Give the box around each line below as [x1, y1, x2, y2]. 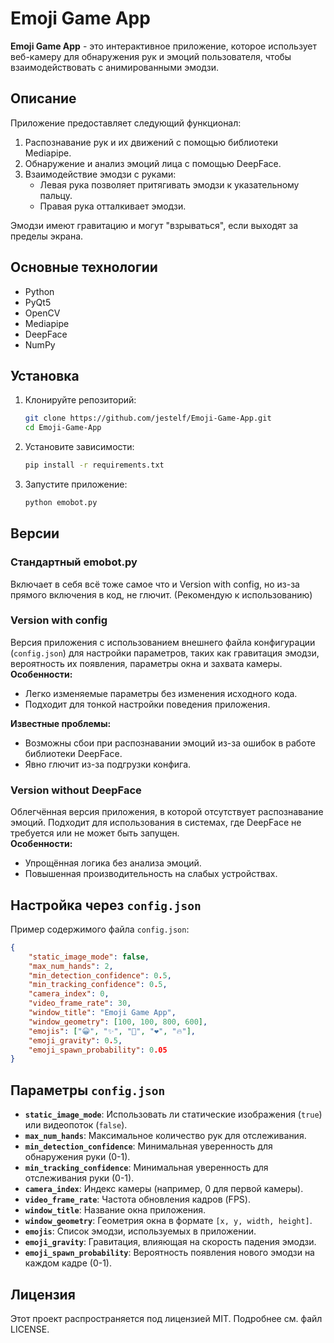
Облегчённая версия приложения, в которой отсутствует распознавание [10, 806, 324, 818]
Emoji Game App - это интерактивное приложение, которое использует [10, 40, 317, 52]
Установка [10, 367, 80, 384]
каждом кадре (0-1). [24, 1257, 112, 1269]
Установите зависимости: [24, 441, 135, 453]
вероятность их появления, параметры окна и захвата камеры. [10, 657, 283, 669]
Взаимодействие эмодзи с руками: [24, 168, 177, 180]
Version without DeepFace [10, 783, 142, 797]
